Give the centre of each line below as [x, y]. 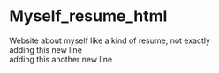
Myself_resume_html [88, 16]
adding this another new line [61, 59]
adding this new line [45, 49]
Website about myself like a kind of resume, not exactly [109, 40]
